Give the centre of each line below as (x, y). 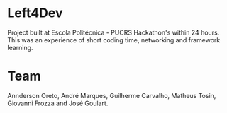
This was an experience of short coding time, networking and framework (114, 40)
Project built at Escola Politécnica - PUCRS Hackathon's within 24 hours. (113, 32)
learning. (20, 47)
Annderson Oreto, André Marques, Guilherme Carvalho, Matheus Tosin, (112, 95)
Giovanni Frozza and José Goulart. (58, 103)
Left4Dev (35, 13)
